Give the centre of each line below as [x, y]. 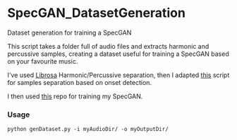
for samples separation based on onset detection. [80, 82]
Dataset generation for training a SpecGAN [69, 33]
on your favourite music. [43, 61]
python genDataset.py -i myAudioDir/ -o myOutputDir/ [88, 129]
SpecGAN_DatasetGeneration [96, 13]
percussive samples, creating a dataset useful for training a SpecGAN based [118, 54]
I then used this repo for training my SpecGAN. [75, 96]
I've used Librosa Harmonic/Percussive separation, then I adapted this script [119, 75]
